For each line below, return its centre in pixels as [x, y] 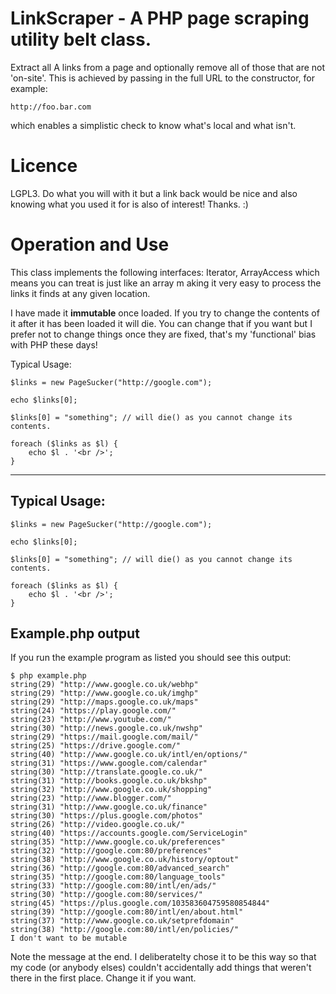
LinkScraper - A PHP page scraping [160, 18]
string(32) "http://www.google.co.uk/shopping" [111, 790]
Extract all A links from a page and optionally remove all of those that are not [168, 67]
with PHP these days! [54, 344]
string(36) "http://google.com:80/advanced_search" [120, 868]
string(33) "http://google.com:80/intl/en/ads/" [113, 886]
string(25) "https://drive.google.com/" [96, 746]
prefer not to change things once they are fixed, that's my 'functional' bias [163, 334]
